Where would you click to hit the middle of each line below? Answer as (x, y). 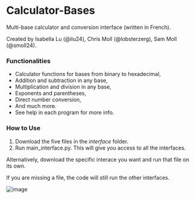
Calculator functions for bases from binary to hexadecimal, (88, 74)
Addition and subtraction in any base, (61, 81)
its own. (16, 166)
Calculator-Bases (51, 11)
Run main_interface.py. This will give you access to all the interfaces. (100, 148)
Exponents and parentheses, (50, 93)
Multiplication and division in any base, (63, 87)
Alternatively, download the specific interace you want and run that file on (98, 159)
